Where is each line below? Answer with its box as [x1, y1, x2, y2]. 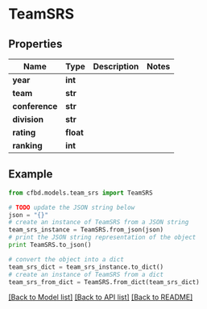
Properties [8, 37, 63, 51]
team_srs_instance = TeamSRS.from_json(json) [8, 226, 164, 234]
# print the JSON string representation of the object [8, 233, 197, 242]
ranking [12, 140, 43, 151]
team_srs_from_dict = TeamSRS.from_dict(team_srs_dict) [8, 278, 200, 286]
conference [12, 101, 58, 111]
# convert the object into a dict [8, 255, 125, 263]
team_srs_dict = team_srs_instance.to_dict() [8, 263, 164, 271]
